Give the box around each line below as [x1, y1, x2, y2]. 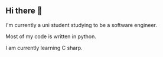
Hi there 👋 [5, 6, 43, 16]
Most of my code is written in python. [5, 33, 97, 40]
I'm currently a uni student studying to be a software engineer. [5, 21, 158, 28]
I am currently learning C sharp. [5, 44, 83, 51]
